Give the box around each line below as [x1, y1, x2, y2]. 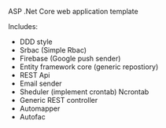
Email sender [19, 79, 62, 88]
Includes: [8, 22, 38, 31]
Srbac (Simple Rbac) [19, 46, 87, 54]
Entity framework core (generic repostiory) [19, 62, 159, 71]
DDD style [19, 37, 53, 46]
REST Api [19, 71, 50, 79]
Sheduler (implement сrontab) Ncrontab [19, 87, 149, 97]
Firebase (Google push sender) [19, 54, 121, 63]
